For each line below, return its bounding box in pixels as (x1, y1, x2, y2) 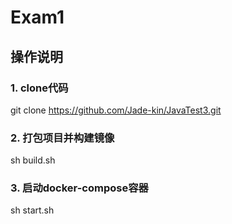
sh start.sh (10, 204, 55, 216)
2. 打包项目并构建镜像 (10, 131, 115, 145)
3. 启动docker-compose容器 (10, 181, 149, 195)
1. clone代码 (10, 81, 69, 95)
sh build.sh (10, 154, 56, 166)
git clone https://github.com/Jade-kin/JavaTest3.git (10, 104, 222, 116)
